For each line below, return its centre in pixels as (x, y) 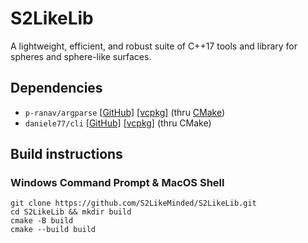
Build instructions (66, 154)
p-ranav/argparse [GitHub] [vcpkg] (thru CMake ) (125, 112)
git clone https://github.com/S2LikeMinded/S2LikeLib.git (133, 203)
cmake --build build (53, 230)
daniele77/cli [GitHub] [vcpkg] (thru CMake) (118, 123)
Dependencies (56, 88)
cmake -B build (42, 221)
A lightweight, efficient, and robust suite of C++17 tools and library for (154, 46)
